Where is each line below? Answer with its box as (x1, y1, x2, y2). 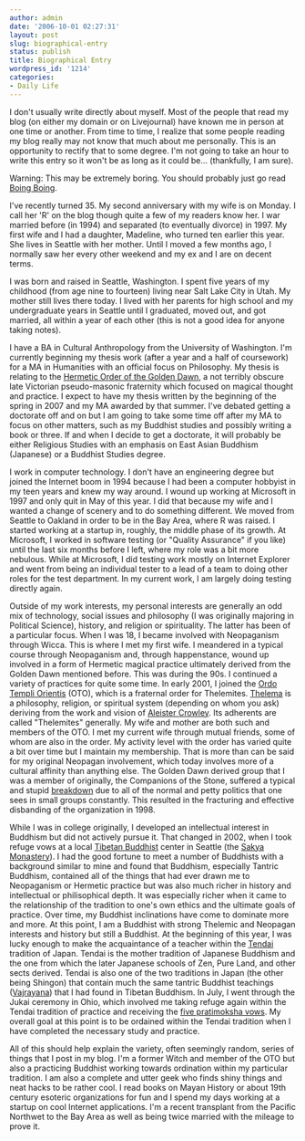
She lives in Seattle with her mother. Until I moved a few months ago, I (9, 238, 271, 249)
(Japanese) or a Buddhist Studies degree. (9, 448, 166, 459)
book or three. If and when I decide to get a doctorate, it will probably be (9, 429, 281, 440)
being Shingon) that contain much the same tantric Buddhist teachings (9, 977, 275, 988)
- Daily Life (9, 81, 59, 90)
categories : (9, 73, 55, 82)
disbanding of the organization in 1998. (9, 804, 157, 815)
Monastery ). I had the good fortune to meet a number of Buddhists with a (9, 851, 284, 862)
